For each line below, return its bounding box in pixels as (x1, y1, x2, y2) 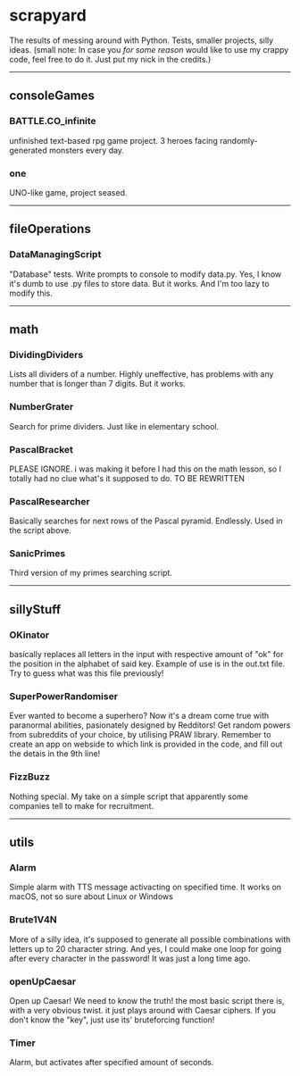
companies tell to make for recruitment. (9, 800, 154, 811)
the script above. (9, 525, 71, 536)
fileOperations (9, 221, 91, 237)
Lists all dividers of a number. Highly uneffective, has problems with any (9, 369, 274, 380)
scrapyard (9, 5, 87, 26)
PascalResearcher (9, 495, 91, 507)
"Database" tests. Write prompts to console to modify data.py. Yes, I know (9, 269, 282, 279)
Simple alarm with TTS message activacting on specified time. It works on (9, 881, 282, 893)
